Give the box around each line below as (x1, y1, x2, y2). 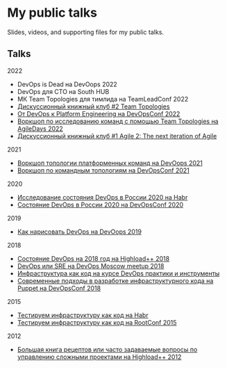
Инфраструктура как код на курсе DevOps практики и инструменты (17, 269, 220, 278)
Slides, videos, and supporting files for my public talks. (7, 28, 165, 36)
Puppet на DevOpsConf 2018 (17, 284, 101, 292)
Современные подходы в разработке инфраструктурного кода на (17, 276, 214, 285)
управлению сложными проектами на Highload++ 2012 (17, 353, 182, 361)
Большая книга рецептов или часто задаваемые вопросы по (17, 345, 198, 353)
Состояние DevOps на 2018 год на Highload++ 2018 (17, 254, 170, 262)
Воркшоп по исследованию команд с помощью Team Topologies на (17, 117, 219, 125)
